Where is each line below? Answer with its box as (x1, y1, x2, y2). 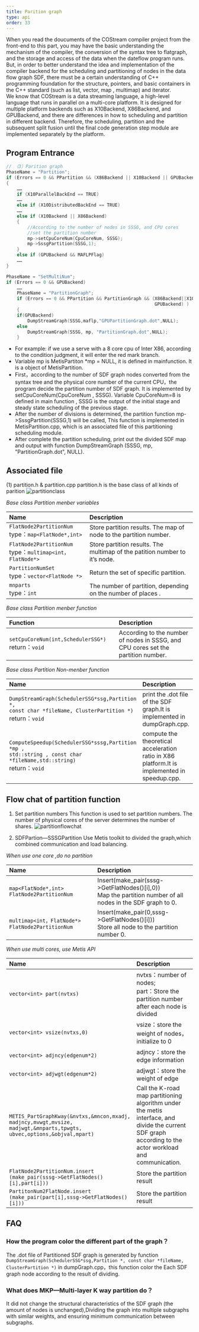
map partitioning (136, 1091, 182, 1099)
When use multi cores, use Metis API (6, 945, 96, 953)
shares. (14, 822, 33, 830)
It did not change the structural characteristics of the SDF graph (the (6, 1300, 174, 1307)
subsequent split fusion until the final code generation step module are (6, 124, 179, 131)
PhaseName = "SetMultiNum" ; (6, 274, 76, 280)
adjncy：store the (136, 1048, 186, 1056)
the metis (136, 1106, 163, 1114)
